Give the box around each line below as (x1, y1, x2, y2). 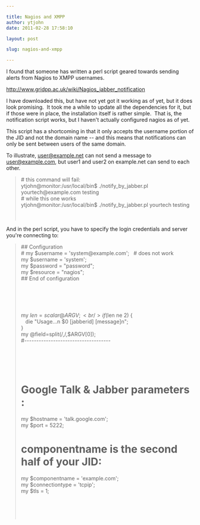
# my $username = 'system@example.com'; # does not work (20, 250, 174, 257)
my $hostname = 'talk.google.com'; (20, 416, 108, 423)
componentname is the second (20, 442, 178, 456)
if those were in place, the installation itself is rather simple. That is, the (6, 110, 182, 117)
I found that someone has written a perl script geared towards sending (6, 68, 179, 75)
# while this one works (20, 195, 76, 202)
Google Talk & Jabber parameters (20, 383, 190, 397)
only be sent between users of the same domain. (6, 140, 126, 147)
